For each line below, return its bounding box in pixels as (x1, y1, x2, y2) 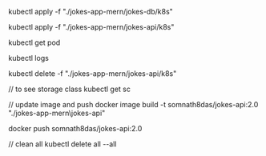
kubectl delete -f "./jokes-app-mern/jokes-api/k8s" (8, 69, 177, 78)
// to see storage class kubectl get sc (8, 84, 131, 94)
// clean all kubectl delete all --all (8, 139, 117, 149)
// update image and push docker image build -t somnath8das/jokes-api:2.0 (8, 100, 259, 109)
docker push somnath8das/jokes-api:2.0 (8, 124, 143, 133)
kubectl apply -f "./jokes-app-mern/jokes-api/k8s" (8, 22, 175, 31)
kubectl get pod (8, 38, 61, 47)
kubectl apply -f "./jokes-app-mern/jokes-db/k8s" (8, 7, 174, 16)
